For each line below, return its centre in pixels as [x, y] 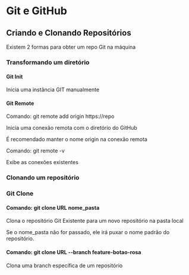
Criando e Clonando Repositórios [69, 33]
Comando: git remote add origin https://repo [60, 116]
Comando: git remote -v [36, 151]
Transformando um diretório [48, 62]
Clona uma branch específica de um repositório [64, 266]
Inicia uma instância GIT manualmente [53, 89]
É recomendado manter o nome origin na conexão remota [77, 139]
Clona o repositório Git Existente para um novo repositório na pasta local [95, 221]
